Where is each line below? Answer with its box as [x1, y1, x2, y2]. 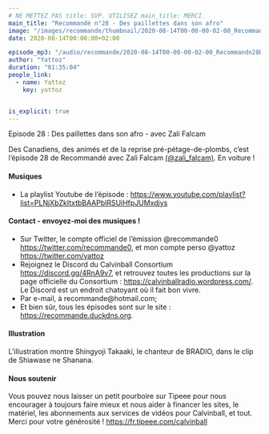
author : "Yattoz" [8, 56, 66, 64]
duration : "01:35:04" [8, 63, 81, 72]
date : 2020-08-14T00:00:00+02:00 [8, 34, 120, 42]
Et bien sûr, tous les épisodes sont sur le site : [19, 302, 171, 311]
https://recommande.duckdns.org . [19, 310, 134, 320]
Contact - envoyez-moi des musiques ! [8, 216, 141, 226]
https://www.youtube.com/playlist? [130, 189, 246, 199]
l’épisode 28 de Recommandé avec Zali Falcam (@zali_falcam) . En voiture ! [8, 153, 255, 163]
